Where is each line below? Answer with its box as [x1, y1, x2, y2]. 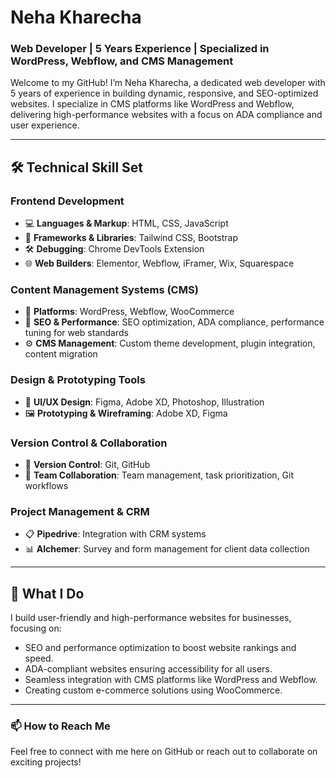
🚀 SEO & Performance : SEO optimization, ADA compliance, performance [24, 316, 325, 328]
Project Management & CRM [10, 504, 150, 518]
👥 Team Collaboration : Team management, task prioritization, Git [24, 469, 295, 481]
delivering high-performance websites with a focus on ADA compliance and [10, 109, 323, 121]
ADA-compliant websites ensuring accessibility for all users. [24, 663, 273, 675]
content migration [24, 348, 98, 360]
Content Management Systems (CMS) [10, 283, 199, 297]
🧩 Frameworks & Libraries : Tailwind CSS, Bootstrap [24, 232, 239, 244]
